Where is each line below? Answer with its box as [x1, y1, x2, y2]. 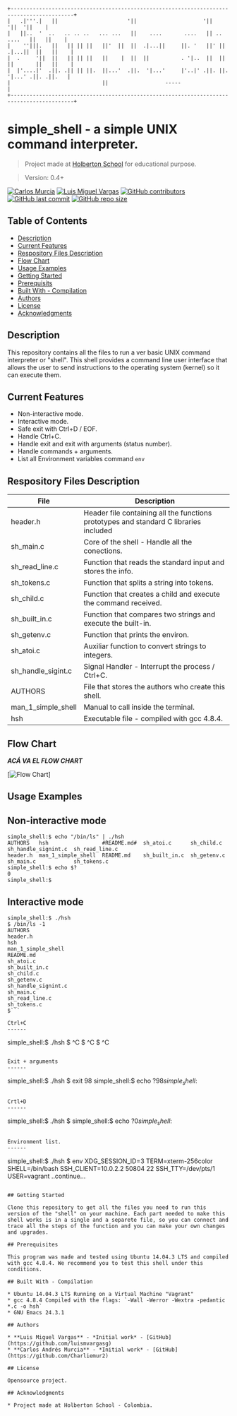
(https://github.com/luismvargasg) [7, 1340, 112, 1347]
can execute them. [7, 370, 61, 379]
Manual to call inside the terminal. [83, 702, 195, 712]
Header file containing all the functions [83, 508, 212, 518]
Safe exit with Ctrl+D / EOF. [17, 424, 97, 433]
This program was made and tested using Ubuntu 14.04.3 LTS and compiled [7, 1253, 229, 1261]
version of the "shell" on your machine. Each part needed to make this [7, 1210, 226, 1217]
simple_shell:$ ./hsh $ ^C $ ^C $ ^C [7, 1038, 109, 1047]
